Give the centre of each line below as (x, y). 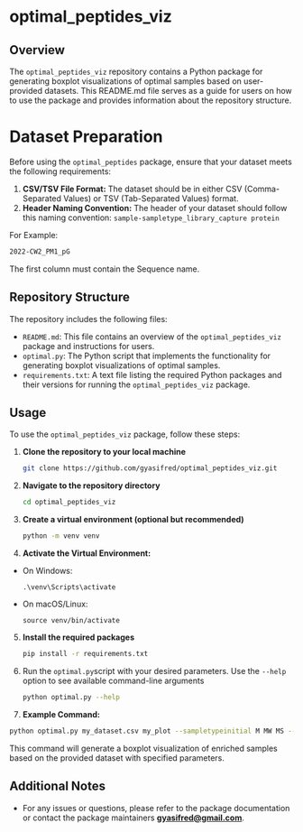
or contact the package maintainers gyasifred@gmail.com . (133, 818)
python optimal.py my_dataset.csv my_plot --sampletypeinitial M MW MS (147, 731)
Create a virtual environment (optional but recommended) (133, 520)
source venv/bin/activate (71, 621)
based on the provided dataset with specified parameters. (117, 758)
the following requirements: (60, 171)
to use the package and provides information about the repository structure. (151, 100)
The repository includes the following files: (89, 319)
